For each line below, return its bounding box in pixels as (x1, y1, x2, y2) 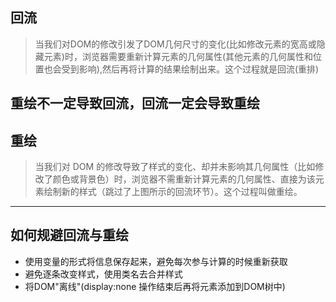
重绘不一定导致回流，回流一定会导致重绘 (10, 95, 260, 112)
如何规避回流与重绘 (10, 227, 129, 244)
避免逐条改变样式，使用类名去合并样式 (24, 268, 183, 280)
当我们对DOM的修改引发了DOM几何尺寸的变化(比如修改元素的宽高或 (34, 38, 317, 50)
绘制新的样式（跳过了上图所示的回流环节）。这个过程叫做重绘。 (43, 186, 303, 198)
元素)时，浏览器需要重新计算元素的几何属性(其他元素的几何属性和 (43, 50, 314, 62)
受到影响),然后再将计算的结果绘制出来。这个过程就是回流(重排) (61, 63, 320, 75)
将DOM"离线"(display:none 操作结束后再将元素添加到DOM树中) (24, 280, 286, 292)
